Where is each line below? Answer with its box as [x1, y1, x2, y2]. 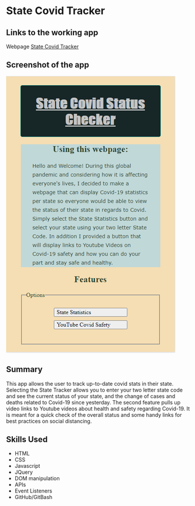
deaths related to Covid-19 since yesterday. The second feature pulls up [6, 399, 181, 406]
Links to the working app [6, 28, 99, 38]
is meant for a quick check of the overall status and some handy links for [6, 411, 182, 418]
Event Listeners [14, 487, 53, 494]
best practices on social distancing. [6, 417, 92, 424]
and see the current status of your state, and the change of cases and [6, 392, 176, 400]
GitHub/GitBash [14, 494, 53, 501]
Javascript [14, 463, 41, 470]
